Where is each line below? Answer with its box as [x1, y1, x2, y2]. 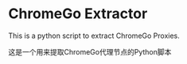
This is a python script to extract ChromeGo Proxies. [8, 31, 181, 40]
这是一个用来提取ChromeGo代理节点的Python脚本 [8, 47, 172, 56]
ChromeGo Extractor [8, 5, 148, 23]
